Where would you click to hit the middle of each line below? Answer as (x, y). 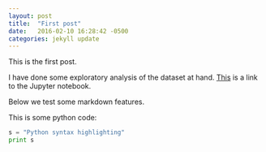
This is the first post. (43, 62)
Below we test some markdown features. (76, 102)
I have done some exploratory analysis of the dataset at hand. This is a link (133, 77)
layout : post (30, 16)
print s (21, 140)
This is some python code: (53, 118)
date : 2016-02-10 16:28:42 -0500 (69, 31)
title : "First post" (45, 24)
